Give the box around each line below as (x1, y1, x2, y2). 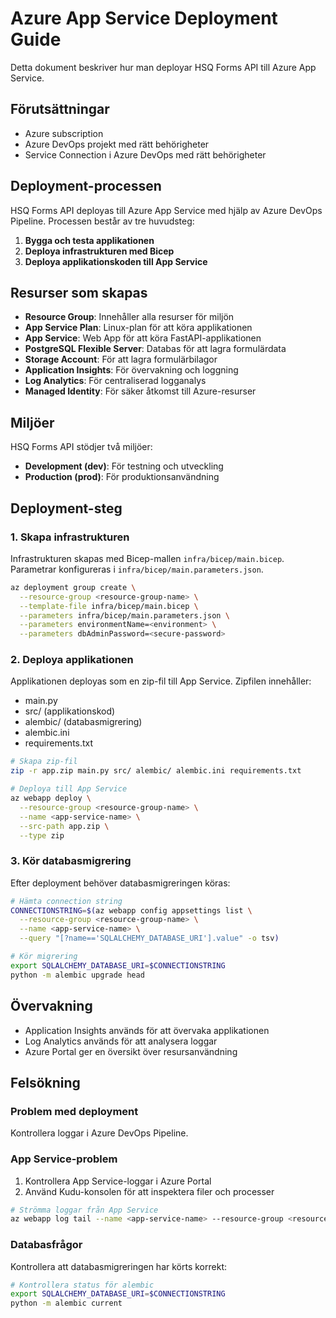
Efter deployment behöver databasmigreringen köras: (10, 877, 231, 889)
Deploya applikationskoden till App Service (24, 255, 208, 267)
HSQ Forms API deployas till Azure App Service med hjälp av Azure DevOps (10, 204, 323, 216)
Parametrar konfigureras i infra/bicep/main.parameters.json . (10, 563, 264, 575)
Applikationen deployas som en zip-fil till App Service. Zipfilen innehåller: (10, 675, 312, 687)
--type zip (19, 830, 65, 841)
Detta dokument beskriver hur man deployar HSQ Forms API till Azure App (10, 61, 317, 73)
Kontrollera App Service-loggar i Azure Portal (24, 1175, 212, 1187)
